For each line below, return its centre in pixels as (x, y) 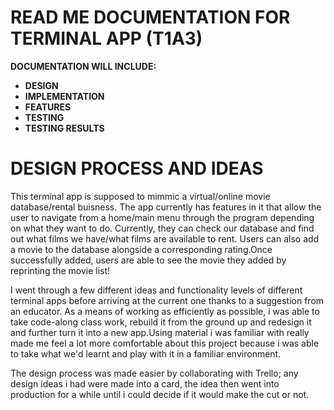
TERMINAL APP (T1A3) (106, 38)
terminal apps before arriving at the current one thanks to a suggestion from (167, 300)
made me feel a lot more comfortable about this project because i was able (165, 343)
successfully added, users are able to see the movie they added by (148, 260)
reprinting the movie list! (60, 270)
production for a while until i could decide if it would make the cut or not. (160, 394)
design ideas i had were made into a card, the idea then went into (145, 383)
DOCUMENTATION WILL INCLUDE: (83, 66)
